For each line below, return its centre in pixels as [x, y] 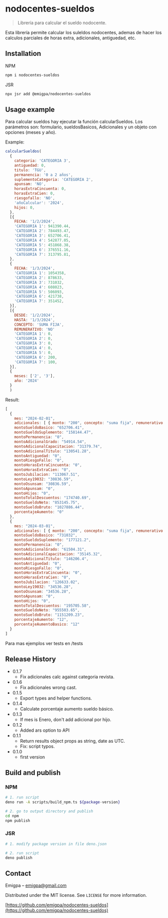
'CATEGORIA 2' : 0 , [33, 339]
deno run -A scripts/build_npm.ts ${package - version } [63, 802]
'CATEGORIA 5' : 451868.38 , [43, 245]
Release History [31, 659]
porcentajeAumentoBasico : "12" [47, 624]
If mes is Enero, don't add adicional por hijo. [66, 719]
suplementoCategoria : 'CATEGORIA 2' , [54, 179]
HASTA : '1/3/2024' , [35, 320]
